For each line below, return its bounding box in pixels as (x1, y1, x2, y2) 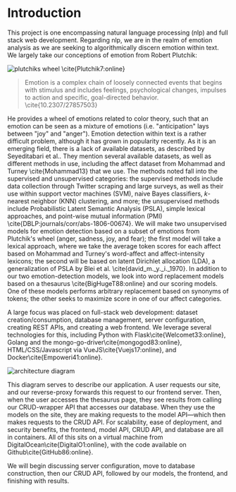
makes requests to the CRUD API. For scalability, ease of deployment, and (7, 418, 222, 426)
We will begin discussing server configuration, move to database (7, 461, 196, 470)
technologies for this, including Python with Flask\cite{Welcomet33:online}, (7, 330, 226, 339)
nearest (7, 196, 30, 205)
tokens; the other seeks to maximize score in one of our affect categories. (7, 294, 222, 303)
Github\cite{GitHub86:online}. (7, 448, 94, 456)
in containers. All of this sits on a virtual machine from (7, 433, 163, 441)
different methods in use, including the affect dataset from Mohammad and (7, 159, 225, 167)
